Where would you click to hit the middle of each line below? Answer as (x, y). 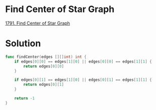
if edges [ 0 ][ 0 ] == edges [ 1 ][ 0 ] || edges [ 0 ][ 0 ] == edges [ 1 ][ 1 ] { (83, 61)
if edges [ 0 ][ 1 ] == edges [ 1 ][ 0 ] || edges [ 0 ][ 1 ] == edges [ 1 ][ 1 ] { (83, 80)
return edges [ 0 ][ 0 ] (44, 66)
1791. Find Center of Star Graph (38, 23)
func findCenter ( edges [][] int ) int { (46, 57)
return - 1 (25, 98)
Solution (23, 43)
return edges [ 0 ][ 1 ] (44, 85)
